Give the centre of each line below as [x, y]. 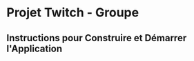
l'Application [35, 48]
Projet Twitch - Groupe [73, 13]
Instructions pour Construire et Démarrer [97, 38]
